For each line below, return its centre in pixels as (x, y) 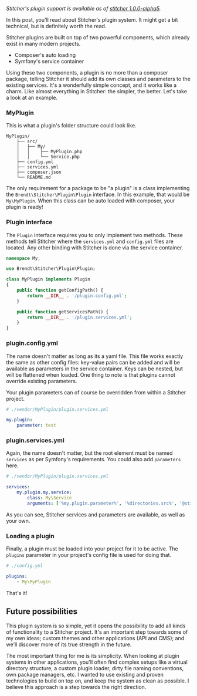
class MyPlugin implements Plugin (48, 279)
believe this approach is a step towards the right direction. (76, 687)
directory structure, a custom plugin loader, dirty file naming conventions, (95, 668)
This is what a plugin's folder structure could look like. (71, 126)
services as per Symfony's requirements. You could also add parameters (94, 460)
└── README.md (34, 178)
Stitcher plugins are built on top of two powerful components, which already (98, 37)
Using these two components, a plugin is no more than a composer (87, 72)
